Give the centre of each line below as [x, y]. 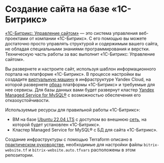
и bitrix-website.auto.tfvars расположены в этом [82, 150]
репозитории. [20, 155]
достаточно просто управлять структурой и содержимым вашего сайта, [82, 43]
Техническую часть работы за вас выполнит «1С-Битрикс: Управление [80, 54]
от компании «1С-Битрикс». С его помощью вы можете [88, 38]
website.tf [16, 150]
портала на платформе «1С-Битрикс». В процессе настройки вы [73, 74]
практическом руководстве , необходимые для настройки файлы [74, 144]
